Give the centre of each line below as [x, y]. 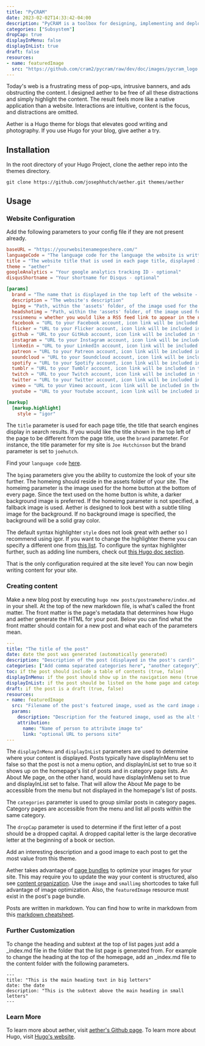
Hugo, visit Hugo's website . [41, 1037]
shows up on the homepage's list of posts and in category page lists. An [97, 771]
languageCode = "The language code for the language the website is [95, 255]
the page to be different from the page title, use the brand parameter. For [98, 439]
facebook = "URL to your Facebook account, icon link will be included [105, 323]
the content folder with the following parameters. [68, 963]
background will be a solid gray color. [53, 521]
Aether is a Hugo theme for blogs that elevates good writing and [87, 124]
